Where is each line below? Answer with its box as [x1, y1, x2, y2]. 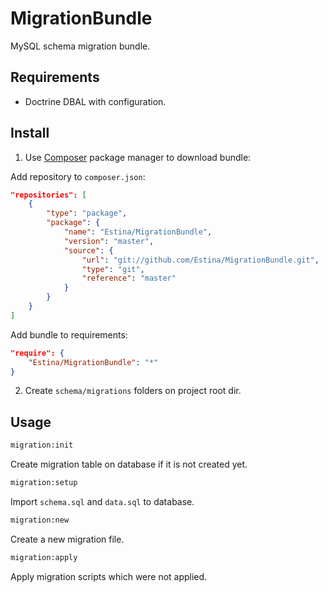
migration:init [10, 440, 74, 451]
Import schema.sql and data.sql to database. [10, 496, 195, 507]
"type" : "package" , [46, 208, 128, 219]
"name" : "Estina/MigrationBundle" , [63, 227, 213, 237]
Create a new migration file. [10, 533, 125, 545]
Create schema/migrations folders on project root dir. [24, 385, 242, 397]
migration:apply [10, 552, 78, 562]
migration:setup [10, 478, 78, 488]
